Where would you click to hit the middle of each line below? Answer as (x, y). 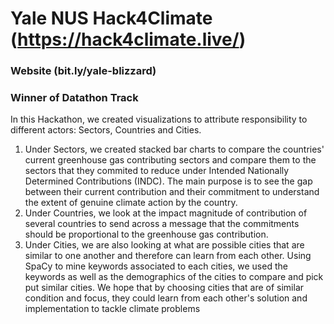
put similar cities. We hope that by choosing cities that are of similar (164, 288)
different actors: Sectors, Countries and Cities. (106, 130)
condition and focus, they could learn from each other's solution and (166, 298)
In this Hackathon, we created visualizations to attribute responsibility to (159, 119)
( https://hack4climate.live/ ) (128, 39)
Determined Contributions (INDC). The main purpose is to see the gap (168, 181)
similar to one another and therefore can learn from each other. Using (168, 256)
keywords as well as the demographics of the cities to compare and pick (174, 277)
